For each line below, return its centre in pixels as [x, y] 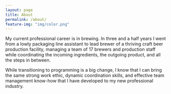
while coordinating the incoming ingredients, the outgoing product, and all [83, 55]
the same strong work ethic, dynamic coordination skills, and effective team [85, 75]
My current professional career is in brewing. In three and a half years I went [86, 39]
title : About [19, 15]
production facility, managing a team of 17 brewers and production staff [80, 49]
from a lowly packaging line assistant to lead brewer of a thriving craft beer [84, 44]
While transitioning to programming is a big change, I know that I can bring [84, 70]
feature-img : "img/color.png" [38, 24]
